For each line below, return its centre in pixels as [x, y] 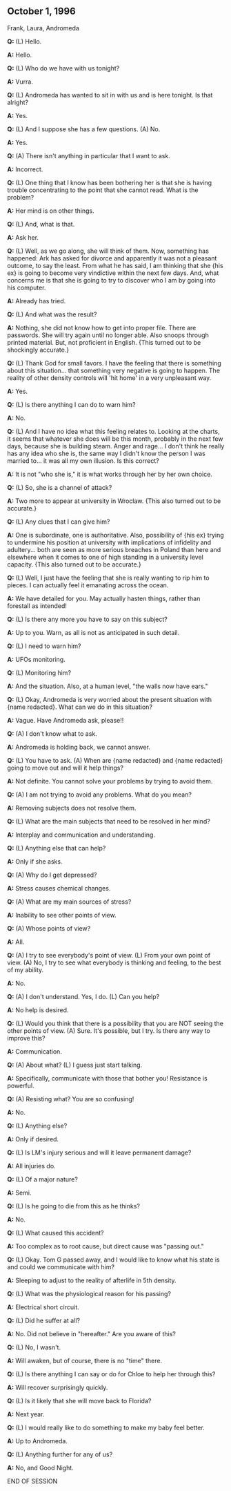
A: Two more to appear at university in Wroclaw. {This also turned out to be [114, 501]
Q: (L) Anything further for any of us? [60, 1454]
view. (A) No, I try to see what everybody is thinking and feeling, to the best [114, 962]
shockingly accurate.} [38, 350]
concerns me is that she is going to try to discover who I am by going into [111, 280]
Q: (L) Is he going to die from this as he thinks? [73, 1206]
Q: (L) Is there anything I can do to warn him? [71, 404]
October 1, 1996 [41, 11]
